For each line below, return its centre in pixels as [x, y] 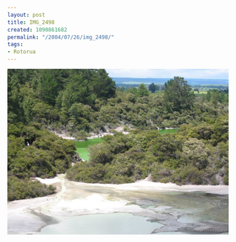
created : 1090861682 [38, 29]
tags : [15, 45]
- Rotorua [22, 52]
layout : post [26, 15]
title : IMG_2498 [31, 22]
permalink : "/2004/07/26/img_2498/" [61, 37]
